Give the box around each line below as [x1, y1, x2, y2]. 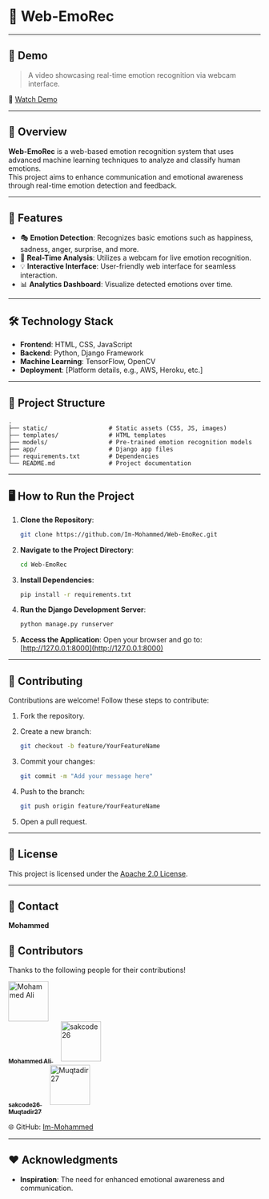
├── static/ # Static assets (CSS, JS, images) [8, 424, 227, 432]
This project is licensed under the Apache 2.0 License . [8, 869, 188, 878]
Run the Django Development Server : [19, 605, 147, 614]
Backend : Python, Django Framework [19, 348, 144, 358]
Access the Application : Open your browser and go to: [19, 635, 203, 645]
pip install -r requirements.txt [19, 590, 132, 598]
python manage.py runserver [19, 621, 114, 629]
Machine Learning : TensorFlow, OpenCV [19, 357, 156, 367]
